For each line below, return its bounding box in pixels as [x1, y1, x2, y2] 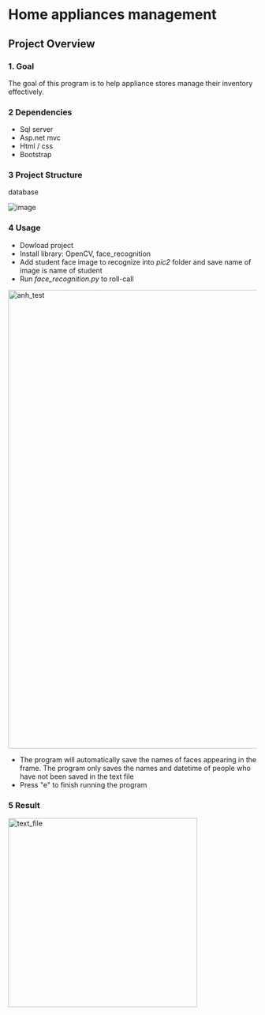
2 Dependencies [8, 107, 73, 118]
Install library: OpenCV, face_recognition [19, 249, 151, 258]
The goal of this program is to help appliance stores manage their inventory [8, 78, 253, 88]
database [8, 187, 39, 197]
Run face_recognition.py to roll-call [19, 274, 134, 284]
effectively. [8, 87, 45, 96]
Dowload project [19, 240, 73, 250]
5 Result [8, 799, 41, 810]
